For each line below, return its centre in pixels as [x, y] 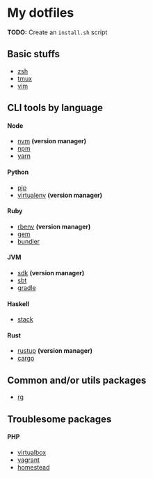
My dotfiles [41, 13]
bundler [29, 241]
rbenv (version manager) [54, 226]
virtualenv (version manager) [60, 195]
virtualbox [32, 452]
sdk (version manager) [51, 273]
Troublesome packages [59, 419]
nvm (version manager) [52, 141]
